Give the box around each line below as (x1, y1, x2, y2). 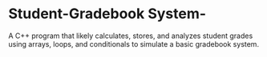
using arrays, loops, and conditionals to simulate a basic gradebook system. (8, 39, 259, 48)
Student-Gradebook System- (8, 5, 207, 23)
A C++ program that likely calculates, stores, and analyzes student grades (8, 31, 253, 40)
